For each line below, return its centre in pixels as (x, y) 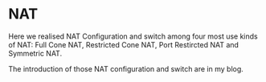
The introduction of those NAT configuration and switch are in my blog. (126, 68)
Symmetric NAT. (35, 53)
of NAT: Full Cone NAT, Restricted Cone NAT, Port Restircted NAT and (124, 44)
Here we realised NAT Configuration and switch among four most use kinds (133, 36)
